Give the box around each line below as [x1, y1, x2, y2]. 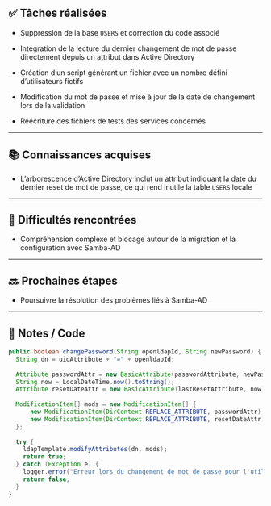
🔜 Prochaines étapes [8, 274, 119, 287]
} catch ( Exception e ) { [15, 460, 99, 469]
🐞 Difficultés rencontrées [8, 213, 137, 227]
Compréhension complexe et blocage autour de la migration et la [19, 234, 236, 245]
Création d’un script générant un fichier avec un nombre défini [19, 68, 227, 77]
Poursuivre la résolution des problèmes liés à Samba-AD [19, 295, 208, 305]
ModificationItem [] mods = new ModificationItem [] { [15, 400, 197, 408]
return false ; [23, 475, 70, 483]
